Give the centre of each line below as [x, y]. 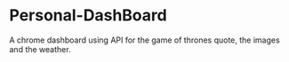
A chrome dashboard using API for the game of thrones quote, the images [144, 40]
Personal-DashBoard [88, 15]
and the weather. [40, 49]
